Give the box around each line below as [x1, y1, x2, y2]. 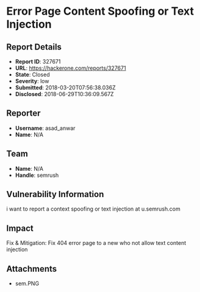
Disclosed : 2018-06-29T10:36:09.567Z [15, 91, 114, 97]
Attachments [6, 263, 57, 274]
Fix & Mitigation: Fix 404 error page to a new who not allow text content [6, 239, 187, 247]
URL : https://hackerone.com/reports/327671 [15, 64, 126, 72]
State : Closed [15, 71, 50, 78]
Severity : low [15, 78, 49, 84]
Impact [6, 223, 34, 233]
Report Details [6, 42, 62, 52]
